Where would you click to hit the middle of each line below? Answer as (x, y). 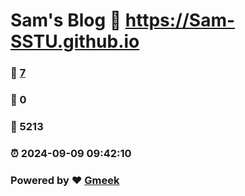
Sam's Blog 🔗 (66, 20)
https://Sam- (180, 20)
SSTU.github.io (75, 41)
